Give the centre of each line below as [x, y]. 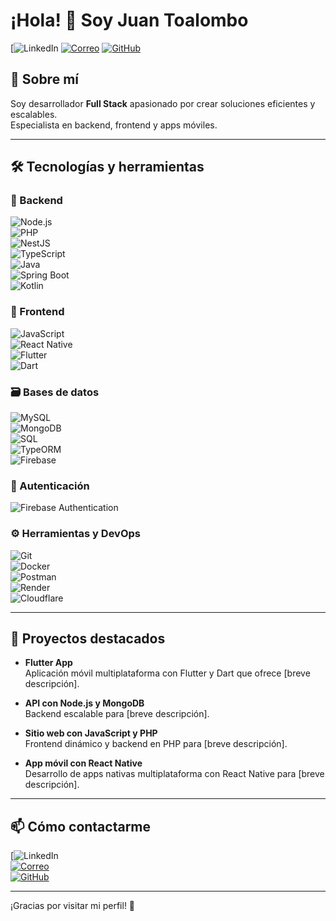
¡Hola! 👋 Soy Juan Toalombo [129, 20]
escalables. [34, 114]
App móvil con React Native [83, 763]
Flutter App [48, 663]
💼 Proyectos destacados [88, 639]
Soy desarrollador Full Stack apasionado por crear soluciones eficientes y [163, 103]
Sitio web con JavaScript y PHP [91, 733]
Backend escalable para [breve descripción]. [117, 714]
